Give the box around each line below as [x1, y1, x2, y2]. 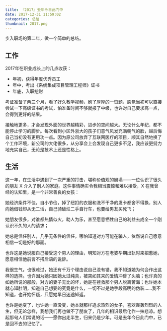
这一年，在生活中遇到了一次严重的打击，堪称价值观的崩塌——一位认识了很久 [5, 177, 162, 183]
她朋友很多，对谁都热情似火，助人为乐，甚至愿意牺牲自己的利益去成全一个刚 [5, 216, 162, 222]
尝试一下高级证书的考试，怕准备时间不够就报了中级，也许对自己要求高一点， [5, 105, 162, 111]
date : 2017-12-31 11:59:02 [5, 12, 61, 17]
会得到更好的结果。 [5, 111, 45, 117]
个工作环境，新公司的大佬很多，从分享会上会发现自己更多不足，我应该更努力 [5, 140, 162, 146]
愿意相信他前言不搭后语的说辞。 [5, 256, 71, 262]
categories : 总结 [5, 16, 40, 21]
